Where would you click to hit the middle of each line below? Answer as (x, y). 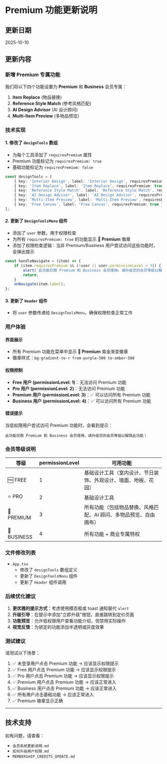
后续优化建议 (21, 597)
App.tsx (20, 564)
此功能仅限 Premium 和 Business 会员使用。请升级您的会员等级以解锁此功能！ (76, 436)
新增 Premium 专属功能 (33, 75)
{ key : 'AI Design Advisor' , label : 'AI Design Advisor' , (75, 195)
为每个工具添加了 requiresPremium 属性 (52, 154)
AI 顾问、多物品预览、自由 (125, 515)
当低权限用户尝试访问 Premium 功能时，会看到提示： (59, 425)
